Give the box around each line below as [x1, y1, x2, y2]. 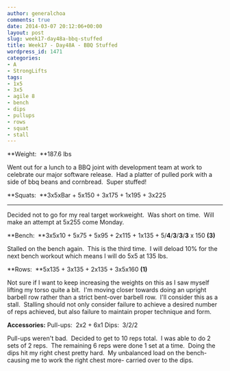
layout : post [7, 29, 44, 36]
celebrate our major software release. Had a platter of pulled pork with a [7, 171, 213, 179]
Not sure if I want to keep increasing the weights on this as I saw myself [7, 278, 210, 287]
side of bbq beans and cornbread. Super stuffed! [7, 178, 147, 186]
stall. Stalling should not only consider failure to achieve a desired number [7, 300, 218, 309]
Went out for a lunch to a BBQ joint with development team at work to [7, 163, 203, 171]
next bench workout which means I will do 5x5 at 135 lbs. [7, 252, 168, 261]
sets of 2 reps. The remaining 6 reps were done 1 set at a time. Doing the [7, 342, 216, 350]
